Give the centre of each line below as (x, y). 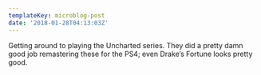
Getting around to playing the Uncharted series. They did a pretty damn (126, 45)
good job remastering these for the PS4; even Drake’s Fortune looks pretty (130, 54)
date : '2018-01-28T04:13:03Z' (59, 23)
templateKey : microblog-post (57, 15)
